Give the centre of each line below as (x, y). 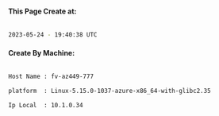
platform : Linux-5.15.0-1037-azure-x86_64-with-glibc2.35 (110, 91)
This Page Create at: (42, 11)
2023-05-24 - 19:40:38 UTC (53, 35)
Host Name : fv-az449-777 (51, 77)
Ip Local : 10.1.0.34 (46, 106)
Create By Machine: (42, 52)
